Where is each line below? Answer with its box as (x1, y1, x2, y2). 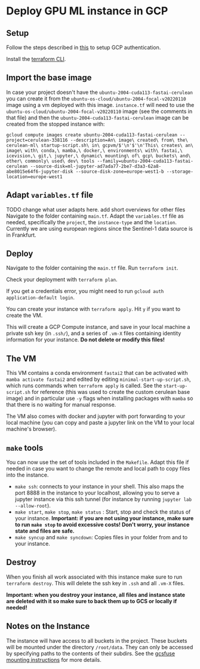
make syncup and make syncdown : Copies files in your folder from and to (14, 534, 188, 541)
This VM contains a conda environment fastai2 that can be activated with (6, 369, 188, 377)
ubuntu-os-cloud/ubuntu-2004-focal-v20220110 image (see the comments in (6, 108, 193, 115)
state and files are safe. (14, 527, 75, 534)
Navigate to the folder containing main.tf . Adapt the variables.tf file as (6, 212, 184, 219)
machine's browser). (6, 426, 57, 433)
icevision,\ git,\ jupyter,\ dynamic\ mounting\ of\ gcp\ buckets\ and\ (6, 152, 191, 159)
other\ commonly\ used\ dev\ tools (6, 158, 95, 164)
